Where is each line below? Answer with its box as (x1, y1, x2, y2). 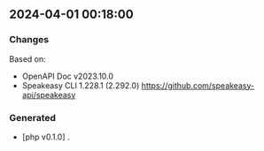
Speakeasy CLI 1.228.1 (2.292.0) (21, 79, 140, 91)
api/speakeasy (21, 89, 76, 100)
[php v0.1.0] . (21, 132, 70, 142)
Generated (9, 111, 56, 124)
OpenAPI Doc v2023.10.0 (21, 71, 113, 81)
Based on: (9, 53, 46, 64)
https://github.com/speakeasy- (141, 79, 255, 91)
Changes (9, 34, 50, 46)
